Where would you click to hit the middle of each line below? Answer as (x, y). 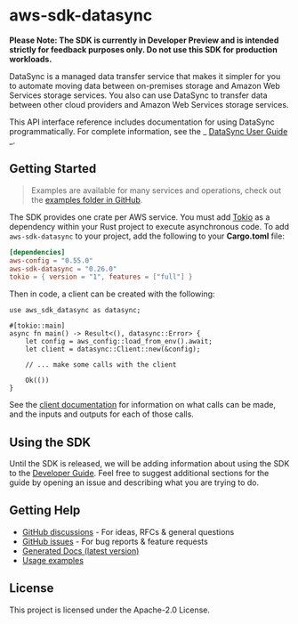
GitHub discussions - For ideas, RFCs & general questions (128, 531)
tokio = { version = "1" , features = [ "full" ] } (101, 277)
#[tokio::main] (37, 326)
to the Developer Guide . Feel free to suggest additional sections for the (139, 474)
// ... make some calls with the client (101, 365)
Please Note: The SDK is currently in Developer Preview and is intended (144, 40)
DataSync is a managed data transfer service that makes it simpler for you (145, 76)
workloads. (31, 59)
